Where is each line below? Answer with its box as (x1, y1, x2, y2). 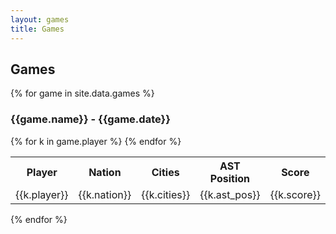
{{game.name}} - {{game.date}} (10, 112, 171, 126)
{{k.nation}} (78, 187, 132, 201)
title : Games (10, 24, 65, 34)
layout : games (10, 14, 70, 25)
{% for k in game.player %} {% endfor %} (10, 135, 182, 147)
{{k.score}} (269, 187, 321, 201)
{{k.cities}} (141, 187, 191, 201)
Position (209, 171, 251, 185)
